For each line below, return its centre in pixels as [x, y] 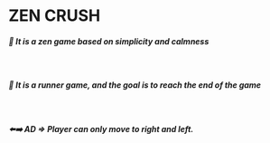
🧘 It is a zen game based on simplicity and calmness [109, 41]
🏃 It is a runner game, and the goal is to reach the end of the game [135, 85]
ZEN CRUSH [55, 16]
